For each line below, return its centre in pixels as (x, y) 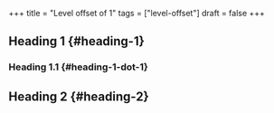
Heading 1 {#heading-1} (77, 41)
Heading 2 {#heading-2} (79, 96)
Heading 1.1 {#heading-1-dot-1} (78, 67)
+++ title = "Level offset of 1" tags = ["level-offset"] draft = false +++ (137, 13)
